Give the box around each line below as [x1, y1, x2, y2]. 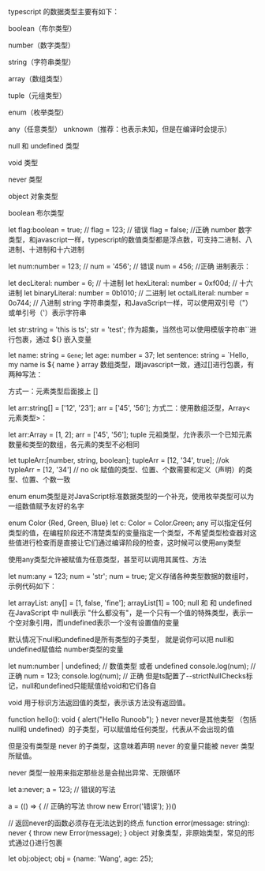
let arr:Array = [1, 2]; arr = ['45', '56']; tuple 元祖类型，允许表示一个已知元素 [8, 430, 252, 439]
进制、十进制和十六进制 [8, 245, 84, 254]
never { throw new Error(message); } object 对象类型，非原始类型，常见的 [8, 828, 248, 837]
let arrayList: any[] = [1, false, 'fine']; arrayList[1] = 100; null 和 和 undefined [8, 599, 252, 607]
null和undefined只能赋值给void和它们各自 [21, 681, 157, 690]
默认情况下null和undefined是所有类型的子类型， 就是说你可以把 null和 [8, 635, 234, 644]
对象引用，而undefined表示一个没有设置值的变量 [21, 618, 180, 627]
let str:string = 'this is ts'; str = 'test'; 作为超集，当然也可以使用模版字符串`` [8, 325, 250, 334]
